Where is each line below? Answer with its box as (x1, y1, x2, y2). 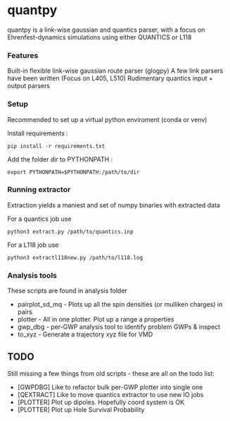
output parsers (7, 82, 51, 90)
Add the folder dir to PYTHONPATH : (7, 154, 113, 164)
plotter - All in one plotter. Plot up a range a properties (17, 315, 174, 324)
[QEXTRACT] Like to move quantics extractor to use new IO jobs (17, 390, 204, 398)
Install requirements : (7, 129, 68, 138)
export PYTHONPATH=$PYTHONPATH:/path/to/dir (7, 169, 140, 176)
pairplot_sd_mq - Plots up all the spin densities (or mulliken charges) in (17, 300, 223, 309)
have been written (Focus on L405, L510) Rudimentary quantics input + (7, 74, 213, 83)
